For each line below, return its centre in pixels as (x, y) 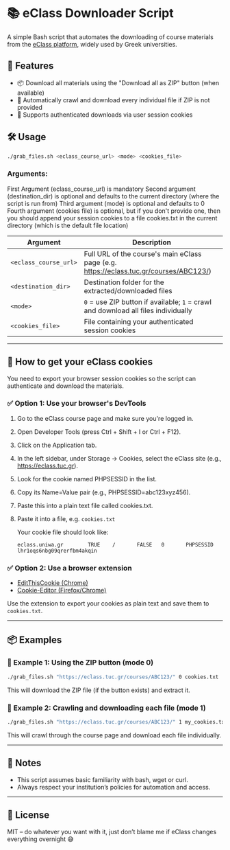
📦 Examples (35, 640)
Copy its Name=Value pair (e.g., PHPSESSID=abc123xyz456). (104, 492)
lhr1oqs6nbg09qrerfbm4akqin (57, 551)
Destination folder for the (124, 282)
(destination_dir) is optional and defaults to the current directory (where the (113, 196)
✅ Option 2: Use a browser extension (69, 568)
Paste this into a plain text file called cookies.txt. (85, 505)
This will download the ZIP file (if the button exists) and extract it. (99, 690)
